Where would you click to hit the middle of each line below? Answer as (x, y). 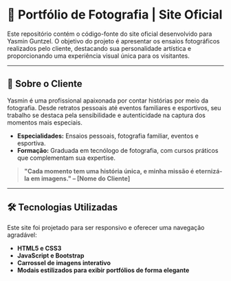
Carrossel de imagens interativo (64, 262)
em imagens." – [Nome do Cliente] (80, 178)
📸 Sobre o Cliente (45, 84)
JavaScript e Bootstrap (51, 256)
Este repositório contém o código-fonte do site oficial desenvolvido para (110, 34)
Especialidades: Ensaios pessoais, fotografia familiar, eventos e (108, 136)
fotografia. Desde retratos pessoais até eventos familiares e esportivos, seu (114, 107)
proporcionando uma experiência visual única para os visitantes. (99, 56)
